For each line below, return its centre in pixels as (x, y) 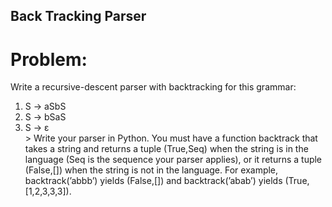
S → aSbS (45, 106)
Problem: (49, 59)
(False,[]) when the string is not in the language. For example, (151, 170)
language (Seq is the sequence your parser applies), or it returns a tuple (173, 160)
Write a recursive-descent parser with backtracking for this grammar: (153, 87)
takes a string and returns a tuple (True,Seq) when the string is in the (166, 149)
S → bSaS (45, 117)
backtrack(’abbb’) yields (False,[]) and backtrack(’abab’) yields (153, 181)
